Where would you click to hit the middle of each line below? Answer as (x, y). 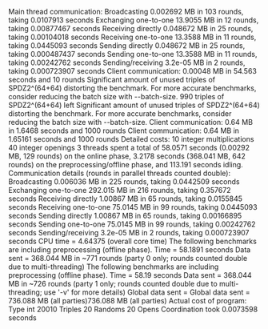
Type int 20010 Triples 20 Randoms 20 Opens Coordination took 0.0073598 (133, 309)
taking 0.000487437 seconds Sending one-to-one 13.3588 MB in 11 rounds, (133, 54)
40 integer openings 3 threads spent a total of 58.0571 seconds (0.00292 (129, 148)
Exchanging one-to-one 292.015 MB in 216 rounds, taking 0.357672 (120, 190)
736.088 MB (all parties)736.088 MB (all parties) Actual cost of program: (128, 301)
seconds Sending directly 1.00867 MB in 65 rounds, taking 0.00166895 (125, 216)
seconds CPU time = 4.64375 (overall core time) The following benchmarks (133, 241)
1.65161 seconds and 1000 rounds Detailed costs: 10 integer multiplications (131, 139)
